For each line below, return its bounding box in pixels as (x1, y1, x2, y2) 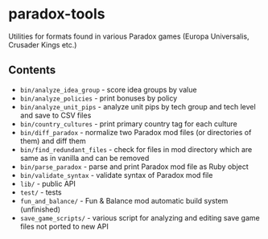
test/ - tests (19, 187, 62, 197)
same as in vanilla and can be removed (19, 153, 150, 163)
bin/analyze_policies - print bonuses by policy (19, 93, 178, 103)
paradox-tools (8, 5, 106, 23)
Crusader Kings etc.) (8, 39, 77, 49)
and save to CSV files (19, 110, 92, 120)
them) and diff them (19, 136, 86, 146)
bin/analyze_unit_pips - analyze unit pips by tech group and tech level (19, 101, 256, 111)
